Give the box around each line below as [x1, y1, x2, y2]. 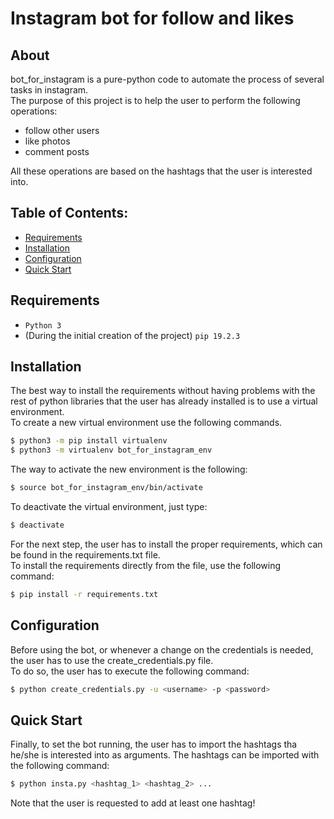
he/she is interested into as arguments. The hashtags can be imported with [10, 749, 320, 761]
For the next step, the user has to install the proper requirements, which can [10, 538, 323, 550]
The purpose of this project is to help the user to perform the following [10, 95, 301, 106]
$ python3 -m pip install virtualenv [10, 436, 168, 446]
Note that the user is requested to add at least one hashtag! [10, 797, 256, 809]
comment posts [24, 146, 90, 157]
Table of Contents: [10, 205, 129, 222]
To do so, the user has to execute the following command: [10, 665, 250, 677]
